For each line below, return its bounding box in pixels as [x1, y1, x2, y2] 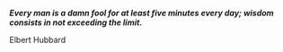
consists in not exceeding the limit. [9, 17, 143, 28]
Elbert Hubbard [9, 35, 66, 45]
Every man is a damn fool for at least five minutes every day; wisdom [9, 8, 274, 18]
